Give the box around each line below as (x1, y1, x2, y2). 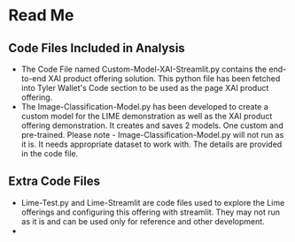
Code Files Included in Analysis (8, 41, 185, 56)
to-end (20, 73, 47, 84)
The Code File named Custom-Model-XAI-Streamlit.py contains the (20, 64, 268, 74)
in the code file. (20, 148, 79, 159)
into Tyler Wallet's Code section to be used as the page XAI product (20, 83, 269, 93)
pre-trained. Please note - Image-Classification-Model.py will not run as (20, 130, 284, 140)
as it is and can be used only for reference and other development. (20, 216, 265, 226)
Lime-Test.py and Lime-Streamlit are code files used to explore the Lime (20, 197, 285, 208)
